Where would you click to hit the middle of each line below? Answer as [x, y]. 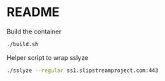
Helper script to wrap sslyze [48, 57]
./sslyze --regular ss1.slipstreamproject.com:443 [82, 71]
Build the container [34, 31]
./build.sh [23, 44]
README [33, 12]
